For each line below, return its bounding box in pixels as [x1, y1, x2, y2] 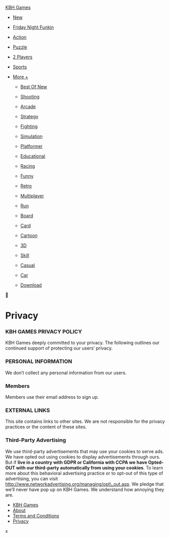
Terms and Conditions [12, 512, 60, 519]
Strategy [20, 114, 39, 119]
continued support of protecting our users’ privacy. [5, 345, 113, 351]
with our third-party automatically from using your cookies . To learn [16, 464, 163, 470]
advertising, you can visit [5, 476, 58, 482]
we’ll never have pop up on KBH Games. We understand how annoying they [5, 486, 164, 492]
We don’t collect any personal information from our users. [5, 370, 127, 376]
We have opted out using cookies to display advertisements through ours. [5, 454, 161, 460]
